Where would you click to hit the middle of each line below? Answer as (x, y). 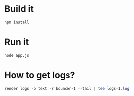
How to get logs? (40, 75)
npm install (17, 22)
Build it (19, 9)
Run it (17, 42)
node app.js (17, 55)
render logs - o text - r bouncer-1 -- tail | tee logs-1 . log (67, 88)
